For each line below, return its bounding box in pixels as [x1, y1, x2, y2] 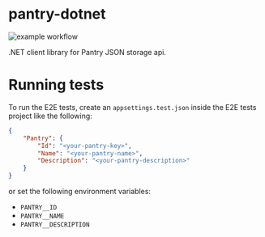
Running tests [8, 76, 105, 94]
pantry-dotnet [8, 5, 106, 23]
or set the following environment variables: [8, 187, 152, 196]
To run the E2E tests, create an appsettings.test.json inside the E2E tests [8, 102, 257, 112]
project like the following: [8, 111, 93, 121]
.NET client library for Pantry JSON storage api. [8, 47, 166, 57]
